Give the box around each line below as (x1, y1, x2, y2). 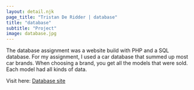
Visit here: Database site (6, 78, 66, 85)
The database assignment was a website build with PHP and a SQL (6, 47, 170, 54)
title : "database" (6, 20, 51, 25)
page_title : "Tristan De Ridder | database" (6, 14, 118, 20)
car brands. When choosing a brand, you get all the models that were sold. (6, 60, 188, 67)
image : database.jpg (6, 31, 57, 37)
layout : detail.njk (6, 8, 54, 15)
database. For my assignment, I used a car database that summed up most (6, 53, 188, 60)
